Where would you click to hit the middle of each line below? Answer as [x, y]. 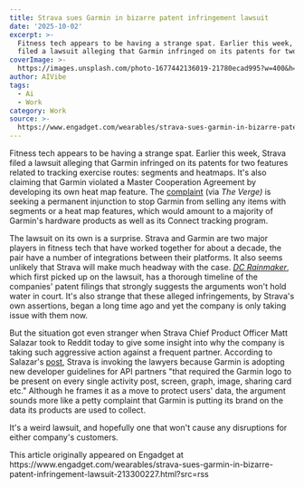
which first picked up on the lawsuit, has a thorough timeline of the [133, 277]
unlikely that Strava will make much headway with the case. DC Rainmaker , [149, 267]
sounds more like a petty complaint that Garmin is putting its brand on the [146, 400]
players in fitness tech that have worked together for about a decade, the [146, 248]
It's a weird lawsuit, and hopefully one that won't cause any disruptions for [148, 428]
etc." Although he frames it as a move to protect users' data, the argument [148, 390]
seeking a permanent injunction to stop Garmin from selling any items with [148, 201]
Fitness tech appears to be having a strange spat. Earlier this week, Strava [148, 153]
